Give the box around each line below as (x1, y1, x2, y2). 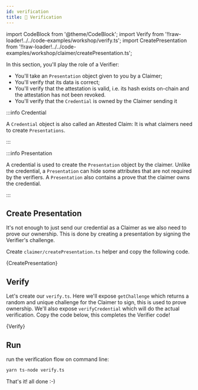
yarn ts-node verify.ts (6, 367, 65, 373)
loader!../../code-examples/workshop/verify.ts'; (6, 37, 121, 44)
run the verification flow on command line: (6, 356, 109, 363)
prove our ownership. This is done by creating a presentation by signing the (6, 230, 190, 237)
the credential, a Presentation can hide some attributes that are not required (6, 167, 192, 175)
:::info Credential (6, 109, 47, 116)
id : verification (6, 8, 49, 15)
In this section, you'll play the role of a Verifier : (6, 60, 119, 68)
